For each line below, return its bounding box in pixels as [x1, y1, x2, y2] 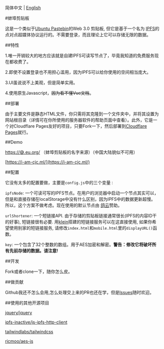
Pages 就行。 [5, 130, 31, 135]
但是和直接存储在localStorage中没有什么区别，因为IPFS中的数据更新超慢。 [5, 196, 156, 202]
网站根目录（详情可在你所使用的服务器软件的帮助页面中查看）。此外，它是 [5, 117, 153, 123]
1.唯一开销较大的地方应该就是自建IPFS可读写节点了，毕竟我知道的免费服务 [5, 53, 155, 58]
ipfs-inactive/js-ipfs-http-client [5, 319, 68, 325]
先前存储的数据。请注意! [9, 248, 58, 253]
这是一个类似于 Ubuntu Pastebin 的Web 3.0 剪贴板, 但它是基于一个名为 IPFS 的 [5, 26, 160, 31]
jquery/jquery [5, 310, 32, 316]
